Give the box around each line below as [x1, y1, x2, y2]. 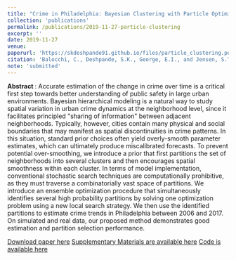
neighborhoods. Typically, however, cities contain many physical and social [7, 119, 225, 127]
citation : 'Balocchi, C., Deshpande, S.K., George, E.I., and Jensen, [7, 56, 218, 63]
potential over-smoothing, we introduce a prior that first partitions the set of [7, 149, 226, 157]
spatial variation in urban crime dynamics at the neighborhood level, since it [7, 104, 227, 112]
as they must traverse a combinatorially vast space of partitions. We [7, 178, 204, 187]
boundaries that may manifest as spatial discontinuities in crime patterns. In [7, 126, 226, 135]
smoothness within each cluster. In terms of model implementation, [7, 164, 202, 172]
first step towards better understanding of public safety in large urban [7, 89, 209, 98]
